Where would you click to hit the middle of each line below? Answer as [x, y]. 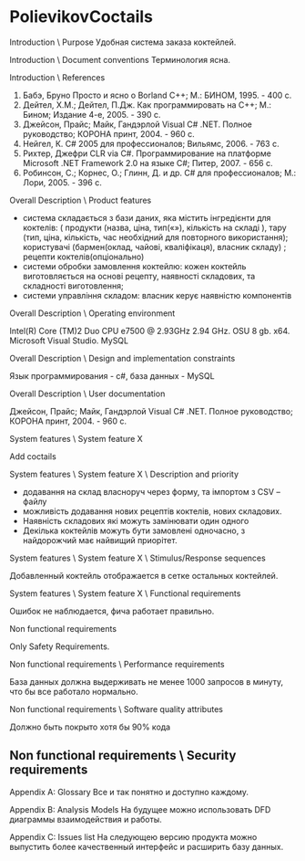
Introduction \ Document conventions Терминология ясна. [120, 59]
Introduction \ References [57, 77]
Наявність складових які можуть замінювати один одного [136, 520]
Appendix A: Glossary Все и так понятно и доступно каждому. [129, 792]
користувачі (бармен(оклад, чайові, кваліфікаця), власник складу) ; [154, 247]
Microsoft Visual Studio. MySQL [69, 341]
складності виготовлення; [73, 286]
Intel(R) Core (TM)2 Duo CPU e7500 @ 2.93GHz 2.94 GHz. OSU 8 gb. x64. [150, 331]
